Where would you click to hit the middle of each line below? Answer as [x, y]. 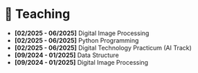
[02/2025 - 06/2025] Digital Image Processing [82, 33]
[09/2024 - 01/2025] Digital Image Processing [81, 62]
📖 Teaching [37, 14]
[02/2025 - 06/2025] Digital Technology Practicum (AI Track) [103, 48]
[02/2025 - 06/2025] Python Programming [76, 40]
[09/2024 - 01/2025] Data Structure [67, 55]
